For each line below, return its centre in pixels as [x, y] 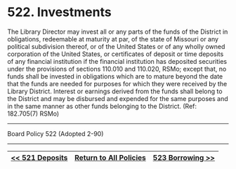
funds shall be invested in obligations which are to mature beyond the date [115, 76]
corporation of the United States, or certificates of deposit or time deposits [116, 54]
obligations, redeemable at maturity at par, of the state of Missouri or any [113, 39]
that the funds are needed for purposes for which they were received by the [117, 83]
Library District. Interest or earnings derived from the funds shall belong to [115, 91]
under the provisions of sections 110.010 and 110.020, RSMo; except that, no [117, 69]
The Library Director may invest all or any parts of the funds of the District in [118, 32]
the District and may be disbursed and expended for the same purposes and [118, 98]
